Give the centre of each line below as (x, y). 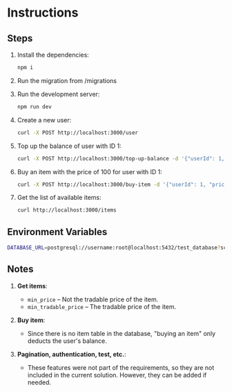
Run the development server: (58, 94)
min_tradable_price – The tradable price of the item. (102, 306)
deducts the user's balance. (67, 341)
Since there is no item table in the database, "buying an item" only (122, 333)
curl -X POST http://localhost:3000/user (78, 133)
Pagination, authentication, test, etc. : (71, 354)
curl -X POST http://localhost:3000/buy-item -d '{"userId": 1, (112, 185)
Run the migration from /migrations (67, 80)
